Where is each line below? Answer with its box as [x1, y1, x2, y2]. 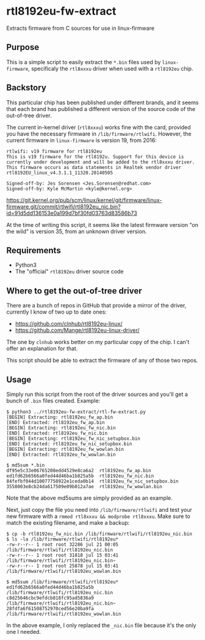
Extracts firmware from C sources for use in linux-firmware [6, 24, 154, 32]
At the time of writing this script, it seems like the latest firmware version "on [6, 221, 198, 228]
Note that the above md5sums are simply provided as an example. [6, 494, 173, 502]
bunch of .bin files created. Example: [6, 397, 101, 404]
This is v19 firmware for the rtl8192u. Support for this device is [6, 154, 184, 160]
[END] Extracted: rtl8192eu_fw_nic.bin [6, 430, 108, 436]
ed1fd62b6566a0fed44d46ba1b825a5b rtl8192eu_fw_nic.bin [6, 473, 154, 479]
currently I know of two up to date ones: [6, 308, 107, 315]
